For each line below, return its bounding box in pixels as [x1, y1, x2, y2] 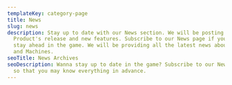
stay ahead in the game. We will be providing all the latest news [13, 42, 212, 49]
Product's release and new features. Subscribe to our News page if [13, 36, 215, 42]
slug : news [7, 23, 39, 29]
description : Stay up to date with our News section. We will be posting [7, 29, 224, 36]
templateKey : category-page [7, 10, 88, 17]
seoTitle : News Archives [7, 55, 79, 62]
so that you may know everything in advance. [13, 67, 147, 74]
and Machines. [13, 49, 54, 56]
